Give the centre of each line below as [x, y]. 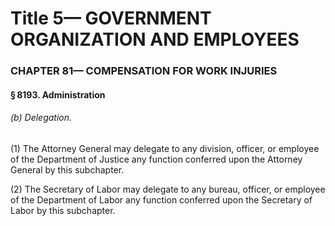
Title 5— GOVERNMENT [111, 18]
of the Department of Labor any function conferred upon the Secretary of [161, 199]
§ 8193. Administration [58, 94]
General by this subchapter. [67, 169]
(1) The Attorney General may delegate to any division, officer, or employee [165, 148]
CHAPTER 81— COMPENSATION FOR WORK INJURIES [144, 71]
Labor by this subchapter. [63, 210]
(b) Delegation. [41, 118]
